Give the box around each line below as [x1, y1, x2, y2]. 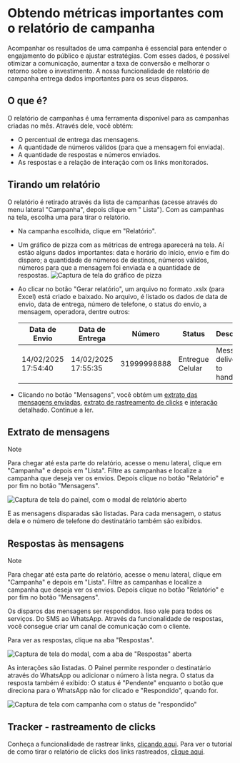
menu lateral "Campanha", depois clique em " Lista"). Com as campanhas [7, 205, 224, 213]
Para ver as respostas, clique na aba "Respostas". [7, 636, 154, 645]
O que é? [7, 95, 48, 107]
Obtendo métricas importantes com [7, 5, 224, 21]
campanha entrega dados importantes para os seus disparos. [7, 74, 189, 83]
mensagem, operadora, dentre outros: [17, 307, 130, 315]
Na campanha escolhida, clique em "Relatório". [17, 226, 156, 235]
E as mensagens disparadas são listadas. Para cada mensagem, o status [7, 509, 221, 518]
